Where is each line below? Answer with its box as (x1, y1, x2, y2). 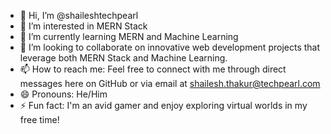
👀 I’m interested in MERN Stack (19, 20, 148, 32)
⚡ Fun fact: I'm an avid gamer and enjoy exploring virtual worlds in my (19, 100, 308, 111)
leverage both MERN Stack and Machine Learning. (19, 52, 228, 64)
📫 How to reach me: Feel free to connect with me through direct (19, 63, 287, 75)
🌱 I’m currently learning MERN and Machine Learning (19, 31, 239, 42)
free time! (19, 114, 60, 125)
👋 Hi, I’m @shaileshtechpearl (19, 10, 139, 21)
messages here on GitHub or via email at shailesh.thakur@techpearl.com (19, 78, 321, 89)
